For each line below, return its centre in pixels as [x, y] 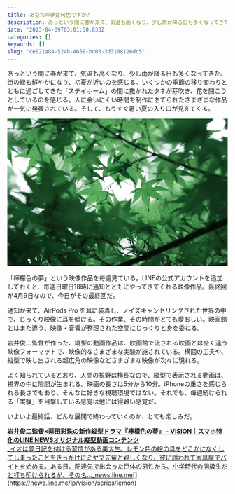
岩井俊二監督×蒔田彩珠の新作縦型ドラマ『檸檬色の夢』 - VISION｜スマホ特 [115, 431]
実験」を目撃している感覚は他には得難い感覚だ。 [90, 401]
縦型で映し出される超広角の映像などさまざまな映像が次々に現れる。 [105, 360]
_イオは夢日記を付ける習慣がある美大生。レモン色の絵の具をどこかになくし [116, 448]
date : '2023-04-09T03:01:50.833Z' [58, 29]
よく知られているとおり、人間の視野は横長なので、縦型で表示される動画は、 [117, 375]
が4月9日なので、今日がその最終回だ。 [63, 295]
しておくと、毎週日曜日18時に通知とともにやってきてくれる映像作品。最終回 [117, 287]
